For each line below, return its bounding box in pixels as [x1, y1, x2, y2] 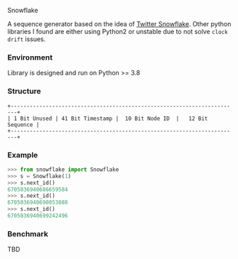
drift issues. [7, 35, 46, 43]
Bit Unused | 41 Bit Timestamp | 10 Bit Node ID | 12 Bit [20, 115, 208, 122]
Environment [7, 53, 53, 62]
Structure [7, 87, 41, 97]
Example [7, 150, 38, 160]
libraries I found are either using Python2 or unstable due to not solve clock [7, 28, 229, 35]
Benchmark [7, 228, 48, 238]
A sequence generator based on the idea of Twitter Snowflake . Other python [7, 20, 232, 28]
